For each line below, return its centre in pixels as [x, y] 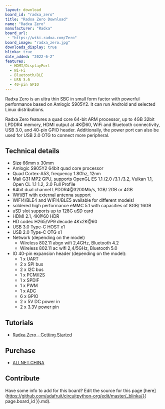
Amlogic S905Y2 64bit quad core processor [58, 168]
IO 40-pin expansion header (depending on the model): [69, 253]
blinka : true [19, 52]
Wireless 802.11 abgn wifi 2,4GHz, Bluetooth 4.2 [69, 243]
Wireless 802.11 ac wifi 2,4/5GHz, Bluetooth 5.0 [68, 248]
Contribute [22, 379]
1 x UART [29, 259]
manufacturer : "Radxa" [29, 29]
